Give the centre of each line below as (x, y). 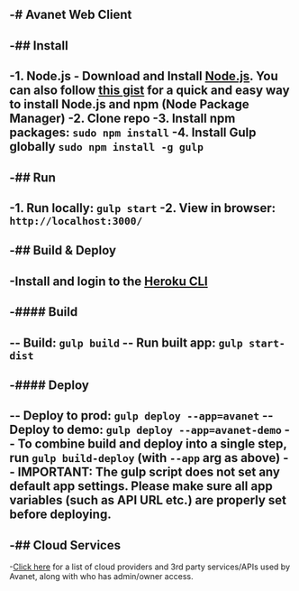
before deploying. (60, 515)
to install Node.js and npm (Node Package (129, 104)
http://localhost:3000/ (76, 221)
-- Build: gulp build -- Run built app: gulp (126, 342)
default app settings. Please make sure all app (141, 486)
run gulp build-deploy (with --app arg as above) (145, 458)
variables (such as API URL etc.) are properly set (148, 500)
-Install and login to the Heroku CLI (109, 281)
